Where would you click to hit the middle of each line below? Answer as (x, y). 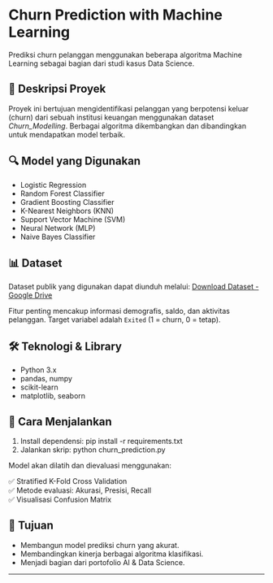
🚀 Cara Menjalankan (60, 422)
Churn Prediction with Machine (116, 15)
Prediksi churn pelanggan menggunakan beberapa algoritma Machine (125, 54)
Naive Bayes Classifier (58, 237)
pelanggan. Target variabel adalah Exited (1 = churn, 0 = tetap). (115, 320)
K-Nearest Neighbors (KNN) (67, 211)
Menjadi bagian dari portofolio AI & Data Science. (102, 562)
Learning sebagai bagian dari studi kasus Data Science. (102, 63)
